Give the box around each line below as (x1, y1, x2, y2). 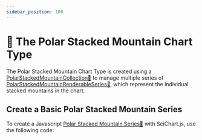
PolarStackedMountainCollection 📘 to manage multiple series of (6, 74, 164, 81)
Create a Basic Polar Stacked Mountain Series (6, 104, 183, 115)
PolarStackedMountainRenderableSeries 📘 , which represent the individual (6, 80, 189, 87)
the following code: (6, 127, 54, 134)
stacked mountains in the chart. (6, 87, 85, 94)
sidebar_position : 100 (6, 8, 64, 15)
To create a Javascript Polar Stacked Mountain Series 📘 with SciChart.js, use (6, 120, 197, 127)
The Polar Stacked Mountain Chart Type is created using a (6, 68, 152, 75)
